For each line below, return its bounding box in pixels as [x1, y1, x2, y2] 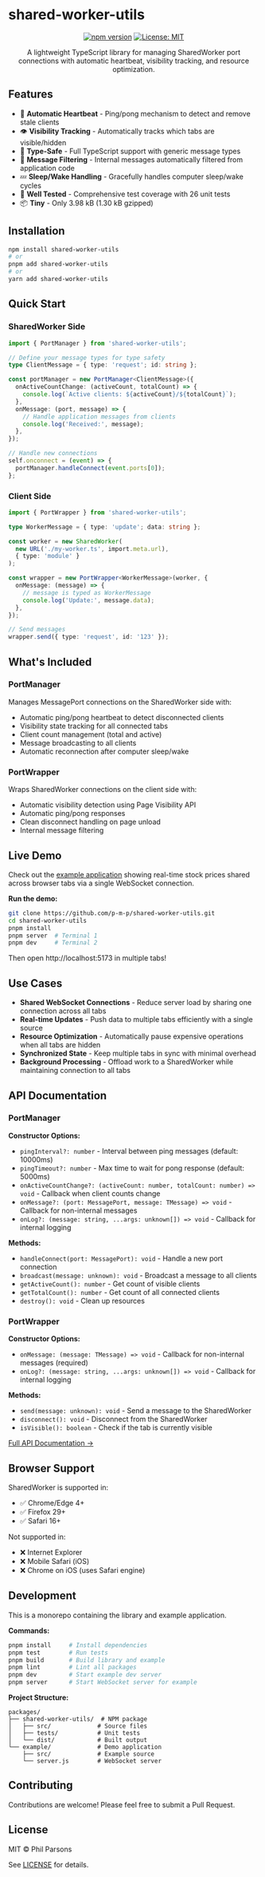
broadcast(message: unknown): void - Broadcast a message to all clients [19, 1270, 257, 1280]
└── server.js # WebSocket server [22, 1757, 162, 1765]
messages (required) [19, 1358, 89, 1368]
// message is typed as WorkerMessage [22, 588, 151, 596]
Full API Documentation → [8, 1439, 94, 1448]
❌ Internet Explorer [19, 1547, 83, 1557]
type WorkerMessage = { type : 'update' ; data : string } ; [8, 523, 201, 531]
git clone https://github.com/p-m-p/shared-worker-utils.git [8, 909, 216, 917]
